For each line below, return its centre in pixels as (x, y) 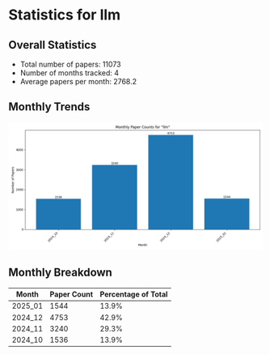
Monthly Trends (49, 107)
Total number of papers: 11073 (70, 64)
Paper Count (72, 294)
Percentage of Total (134, 294)
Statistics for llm (65, 15)
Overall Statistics (53, 45)
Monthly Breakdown (61, 273)
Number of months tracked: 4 (70, 73)
